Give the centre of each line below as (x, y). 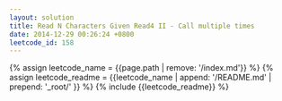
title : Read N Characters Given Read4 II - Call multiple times (132, 26)
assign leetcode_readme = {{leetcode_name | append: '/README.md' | (141, 78)
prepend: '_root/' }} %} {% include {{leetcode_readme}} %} (119, 87)
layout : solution (42, 17)
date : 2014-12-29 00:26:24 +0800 (72, 34)
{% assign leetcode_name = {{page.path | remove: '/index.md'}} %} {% (141, 68)
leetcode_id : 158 (42, 42)
